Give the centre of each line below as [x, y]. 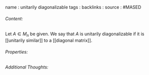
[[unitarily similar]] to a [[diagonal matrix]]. [49, 40]
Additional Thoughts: [27, 67]
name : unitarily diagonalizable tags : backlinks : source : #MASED [73, 7]
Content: [14, 18]
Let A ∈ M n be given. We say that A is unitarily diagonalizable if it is [75, 34]
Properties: [16, 52]
